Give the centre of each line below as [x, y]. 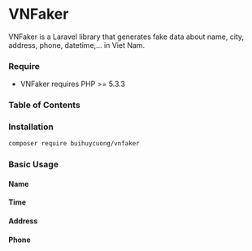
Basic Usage [34, 165]
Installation [31, 127]
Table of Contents [45, 105]
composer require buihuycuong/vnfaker [74, 144]
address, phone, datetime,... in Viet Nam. [77, 45]
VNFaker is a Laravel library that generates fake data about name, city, [126, 37]
